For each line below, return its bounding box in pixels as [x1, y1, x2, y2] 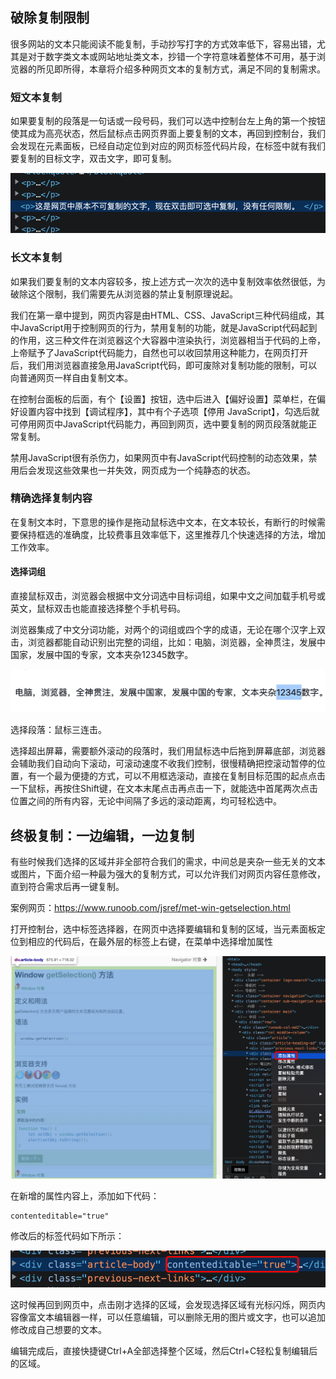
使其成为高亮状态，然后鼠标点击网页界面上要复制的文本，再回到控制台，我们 [10, 128, 326, 140]
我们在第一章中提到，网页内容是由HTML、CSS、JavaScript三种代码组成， [10, 309, 317, 321]
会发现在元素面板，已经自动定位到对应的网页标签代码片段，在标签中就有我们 [10, 140, 326, 152]
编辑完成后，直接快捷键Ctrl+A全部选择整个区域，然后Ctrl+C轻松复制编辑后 [10, 1344, 318, 1357]
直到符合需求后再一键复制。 [10, 881, 125, 893]
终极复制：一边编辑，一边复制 [10, 827, 195, 844]
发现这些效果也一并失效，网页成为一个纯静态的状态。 [36, 464, 256, 476]
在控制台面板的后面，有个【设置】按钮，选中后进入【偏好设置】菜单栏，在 [10, 393, 317, 405]
